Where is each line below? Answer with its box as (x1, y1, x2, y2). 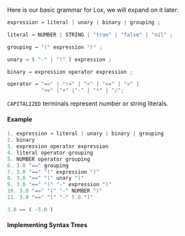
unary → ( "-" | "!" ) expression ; (7, 56, 112, 63)
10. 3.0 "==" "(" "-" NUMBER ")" (7, 187, 103, 194)
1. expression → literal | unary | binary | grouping (7, 130, 164, 137)
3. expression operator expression (7, 143, 109, 150)
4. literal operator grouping (7, 149, 94, 156)
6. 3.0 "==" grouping (7, 162, 69, 169)
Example (7, 115, 33, 123)
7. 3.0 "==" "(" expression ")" (7, 168, 99, 175)
